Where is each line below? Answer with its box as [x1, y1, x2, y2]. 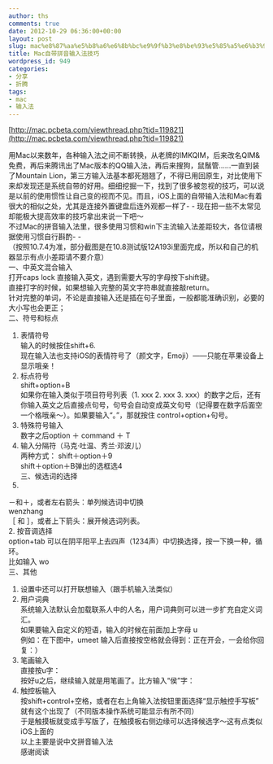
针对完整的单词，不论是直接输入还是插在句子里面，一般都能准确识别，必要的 [8, 293, 265, 303]
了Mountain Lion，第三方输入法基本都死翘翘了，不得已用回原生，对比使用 [8, 171, 256, 181]
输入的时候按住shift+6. [19, 341, 96, 351]
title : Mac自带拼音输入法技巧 [8, 50, 100, 58]
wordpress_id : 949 [8, 58, 71, 66]
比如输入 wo [8, 557, 50, 566]
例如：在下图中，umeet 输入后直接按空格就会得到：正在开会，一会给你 [19, 635, 258, 645]
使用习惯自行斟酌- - [15, 232, 81, 242]
